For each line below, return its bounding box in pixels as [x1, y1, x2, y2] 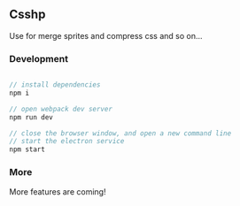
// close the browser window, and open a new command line [9, 128, 232, 138]
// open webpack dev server [9, 104, 113, 113]
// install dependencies [9, 80, 101, 89]
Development [9, 52, 69, 65]
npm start [9, 145, 46, 154]
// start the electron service [9, 137, 125, 146]
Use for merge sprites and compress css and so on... [9, 30, 203, 41]
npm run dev [9, 112, 53, 122]
